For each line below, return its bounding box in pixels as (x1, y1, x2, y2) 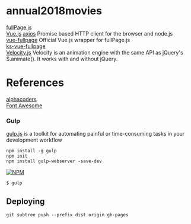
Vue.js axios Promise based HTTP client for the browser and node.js (6, 30, 173, 37)
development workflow (6, 136, 62, 143)
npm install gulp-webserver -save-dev (6, 158, 102, 164)
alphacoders (6, 95, 37, 103)
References (6, 76, 64, 89)
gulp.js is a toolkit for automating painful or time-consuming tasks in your (6, 130, 185, 137)
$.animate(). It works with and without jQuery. (6, 55, 118, 62)
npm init (6, 153, 28, 159)
